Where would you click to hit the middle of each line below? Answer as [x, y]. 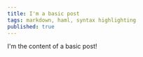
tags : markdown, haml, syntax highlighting [72, 20]
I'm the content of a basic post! [52, 47]
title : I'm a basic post [43, 14]
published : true [31, 26]
